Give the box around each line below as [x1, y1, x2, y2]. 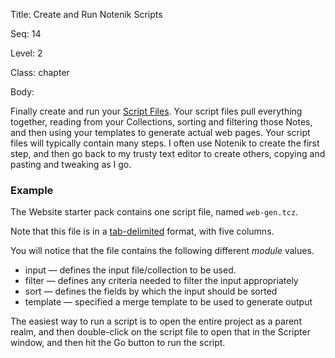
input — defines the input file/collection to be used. [24, 264, 237, 276]
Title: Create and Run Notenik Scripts [10, 9, 163, 20]
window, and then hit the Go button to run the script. [10, 337, 226, 349]
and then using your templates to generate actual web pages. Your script [10, 127, 311, 138]
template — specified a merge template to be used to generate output [24, 296, 313, 308]
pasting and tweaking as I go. [10, 159, 132, 170]
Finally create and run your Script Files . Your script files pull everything [10, 105, 303, 117]
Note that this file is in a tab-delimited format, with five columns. [10, 225, 275, 238]
